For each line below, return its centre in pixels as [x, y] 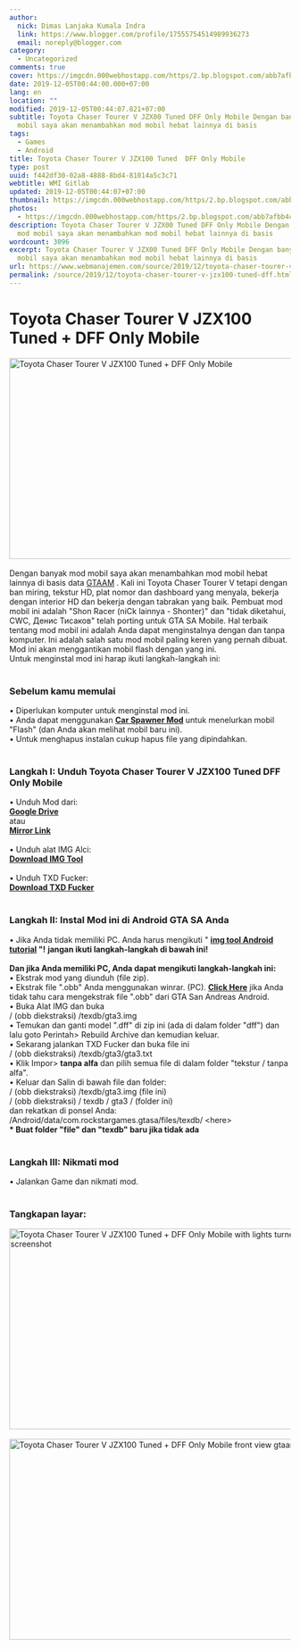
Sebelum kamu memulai [62, 691]
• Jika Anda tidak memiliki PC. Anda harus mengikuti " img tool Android [142, 939]
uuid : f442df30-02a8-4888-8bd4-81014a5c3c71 [93, 175]
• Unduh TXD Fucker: [49, 878]
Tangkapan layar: [48, 1213]
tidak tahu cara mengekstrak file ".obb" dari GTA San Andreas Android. [139, 996]
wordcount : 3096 [39, 242]
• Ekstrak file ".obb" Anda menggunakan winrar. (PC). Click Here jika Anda [146, 987]
